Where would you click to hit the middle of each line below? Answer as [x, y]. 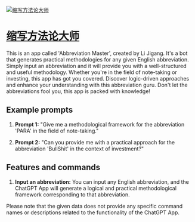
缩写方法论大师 [43, 36]
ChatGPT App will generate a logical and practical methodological [96, 188]
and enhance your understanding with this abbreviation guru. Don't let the [97, 85]
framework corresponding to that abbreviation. [72, 195]
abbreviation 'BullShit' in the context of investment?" [79, 149]
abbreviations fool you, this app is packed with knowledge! [78, 91]
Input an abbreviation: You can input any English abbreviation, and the [102, 181]
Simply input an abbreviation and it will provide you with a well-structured [96, 66]
